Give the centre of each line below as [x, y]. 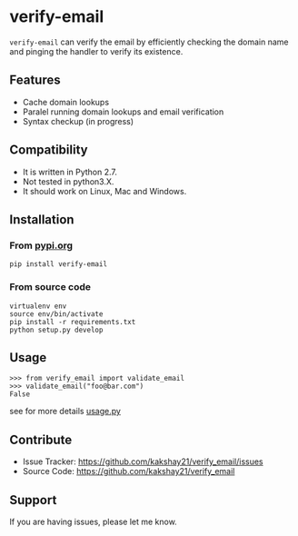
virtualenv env [38, 306]
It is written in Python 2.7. [70, 172]
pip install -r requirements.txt [73, 322]
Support [33, 500]
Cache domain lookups [66, 102]
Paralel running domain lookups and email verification [123, 112]
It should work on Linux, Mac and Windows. [104, 191]
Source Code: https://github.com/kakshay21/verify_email [129, 471]
